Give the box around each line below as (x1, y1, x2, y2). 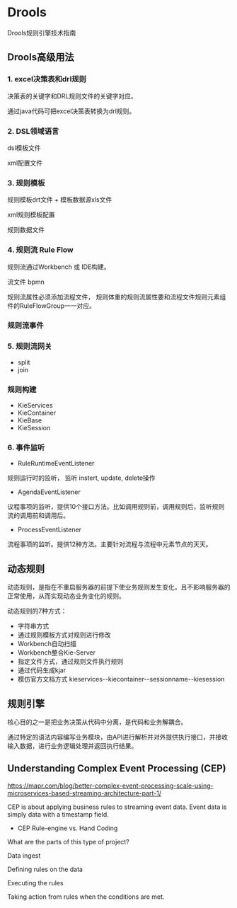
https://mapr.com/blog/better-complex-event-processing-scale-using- (7, 781, 214, 790)
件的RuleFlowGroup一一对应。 (7, 301, 96, 310)
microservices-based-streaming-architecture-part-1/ (7, 788, 161, 797)
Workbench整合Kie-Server (17, 648, 96, 657)
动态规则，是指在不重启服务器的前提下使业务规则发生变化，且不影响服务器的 (7, 583, 231, 592)
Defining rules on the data (7, 865, 83, 873)
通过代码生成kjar (17, 666, 67, 674)
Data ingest (7, 851, 41, 860)
